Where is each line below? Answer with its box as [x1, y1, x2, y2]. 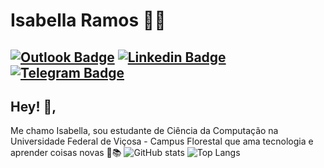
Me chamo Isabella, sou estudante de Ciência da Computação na [10, 125, 279, 137]
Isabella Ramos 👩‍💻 [10, 9, 167, 32]
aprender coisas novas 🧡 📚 [10, 147, 122, 159]
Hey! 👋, [10, 98, 57, 115]
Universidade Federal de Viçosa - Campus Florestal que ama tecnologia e [10, 135, 314, 148]
